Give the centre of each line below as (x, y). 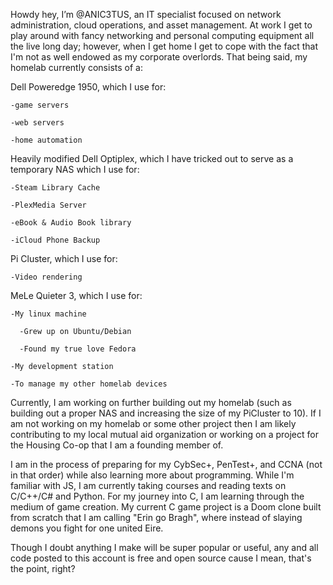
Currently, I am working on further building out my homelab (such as (151, 402)
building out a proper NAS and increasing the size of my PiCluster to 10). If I (166, 413)
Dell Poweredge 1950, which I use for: (88, 87)
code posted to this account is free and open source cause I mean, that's (161, 558)
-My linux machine (48, 314)
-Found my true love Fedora (78, 349)
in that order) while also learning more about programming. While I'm (152, 475)
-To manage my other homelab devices (89, 384)
